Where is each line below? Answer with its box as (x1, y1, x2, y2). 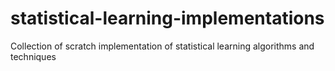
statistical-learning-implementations (10, 7, 325, 30)
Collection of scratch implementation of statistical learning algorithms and (10, 40, 315, 52)
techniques (10, 50, 57, 62)
